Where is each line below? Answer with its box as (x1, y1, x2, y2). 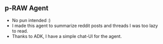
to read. (11, 27, 28, 34)
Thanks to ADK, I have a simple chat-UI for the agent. (11, 33, 122, 39)
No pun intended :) (11, 17, 51, 23)
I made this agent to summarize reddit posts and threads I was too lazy (11, 22, 158, 28)
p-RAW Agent (4, 4, 48, 12)
